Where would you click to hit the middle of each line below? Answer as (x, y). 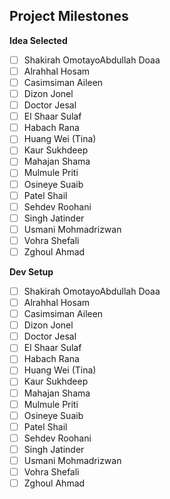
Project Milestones (69, 16)
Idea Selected (38, 40)
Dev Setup (31, 271)
